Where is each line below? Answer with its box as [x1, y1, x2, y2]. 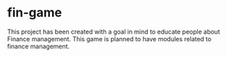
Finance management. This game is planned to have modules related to [7, 34, 212, 43]
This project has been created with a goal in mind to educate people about [7, 27, 220, 36]
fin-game [7, 5, 62, 21]
